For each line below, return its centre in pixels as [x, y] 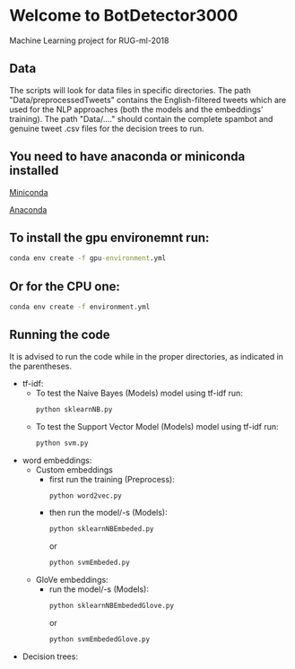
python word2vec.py [86, 495]
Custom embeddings [74, 469]
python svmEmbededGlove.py [100, 639]
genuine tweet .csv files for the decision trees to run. [107, 128]
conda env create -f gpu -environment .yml [88, 258]
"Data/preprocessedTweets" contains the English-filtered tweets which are [148, 100]
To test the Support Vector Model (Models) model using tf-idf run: [157, 426]
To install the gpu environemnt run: [109, 237]
